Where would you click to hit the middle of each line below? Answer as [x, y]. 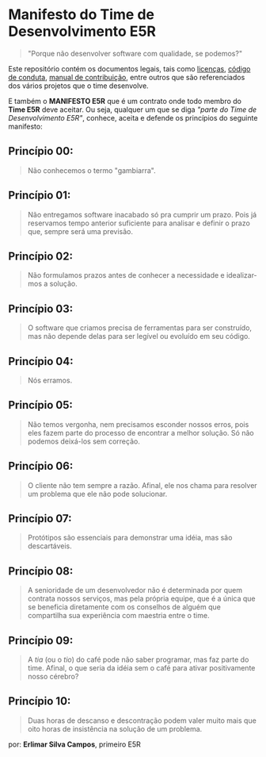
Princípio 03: [41, 308]
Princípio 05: [41, 405]
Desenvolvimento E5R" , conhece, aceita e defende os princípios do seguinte [133, 117]
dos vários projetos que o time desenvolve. [78, 86]
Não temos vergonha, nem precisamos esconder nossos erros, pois [138, 424]
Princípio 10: [40, 701]
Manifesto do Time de [81, 15]
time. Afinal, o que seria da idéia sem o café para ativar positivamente [141, 668]
